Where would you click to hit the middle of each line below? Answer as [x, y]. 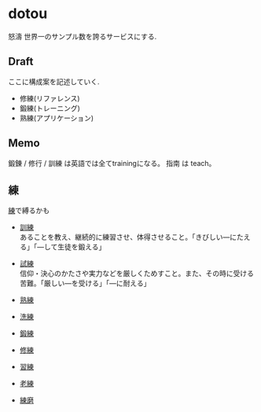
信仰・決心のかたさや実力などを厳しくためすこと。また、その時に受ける [136, 274]
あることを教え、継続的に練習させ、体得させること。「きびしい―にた [131, 237]
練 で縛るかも [29, 211]
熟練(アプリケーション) [57, 118]
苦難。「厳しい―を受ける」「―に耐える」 [85, 283]
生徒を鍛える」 [82, 247]
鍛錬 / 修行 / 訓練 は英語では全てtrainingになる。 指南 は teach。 [112, 163]
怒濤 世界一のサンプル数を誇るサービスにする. [83, 36]
